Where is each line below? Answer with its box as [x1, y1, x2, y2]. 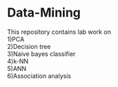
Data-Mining [7, 5, 81, 21]
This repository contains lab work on [7, 28, 112, 36]
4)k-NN [7, 57, 29, 65]
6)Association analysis [7, 71, 71, 80]
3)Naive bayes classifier [7, 50, 76, 58]
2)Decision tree [7, 42, 51, 50]
